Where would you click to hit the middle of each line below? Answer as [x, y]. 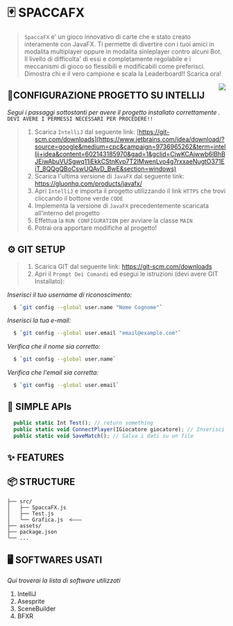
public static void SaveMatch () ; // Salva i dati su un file [104, 436]
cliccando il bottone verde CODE [79, 198]
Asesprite [31, 601]
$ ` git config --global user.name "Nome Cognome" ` [88, 307]
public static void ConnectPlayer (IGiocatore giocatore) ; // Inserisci [119, 429]
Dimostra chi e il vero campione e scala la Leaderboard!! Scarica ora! [123, 74]
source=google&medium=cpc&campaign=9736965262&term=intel [130, 147]
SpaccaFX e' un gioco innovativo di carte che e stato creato [107, 36]
